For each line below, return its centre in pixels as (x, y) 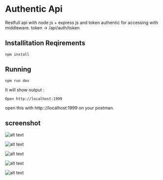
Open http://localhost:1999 (34, 99)
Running (18, 69)
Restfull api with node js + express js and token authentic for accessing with (81, 22)
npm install (17, 54)
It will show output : (25, 90)
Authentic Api (34, 9)
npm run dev (17, 81)
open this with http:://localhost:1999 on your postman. (59, 108)
